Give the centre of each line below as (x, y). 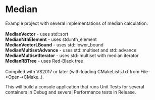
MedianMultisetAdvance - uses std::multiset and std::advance (71, 50)
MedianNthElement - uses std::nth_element (51, 39)
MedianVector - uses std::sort (37, 34)
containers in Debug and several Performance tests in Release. (71, 92)
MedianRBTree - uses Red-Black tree (44, 61)
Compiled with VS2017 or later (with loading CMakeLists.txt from (72, 71)
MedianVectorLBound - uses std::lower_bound (54, 44)
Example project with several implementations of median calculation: (76, 23)
